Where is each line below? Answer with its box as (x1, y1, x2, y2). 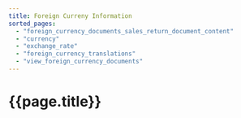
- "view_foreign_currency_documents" (15, 58, 144, 66)
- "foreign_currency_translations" (15, 50, 136, 58)
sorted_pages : (8, 20, 57, 28)
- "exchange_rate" (15, 42, 79, 50)
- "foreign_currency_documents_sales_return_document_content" (15, 27, 234, 35)
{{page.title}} (8, 93, 101, 111)
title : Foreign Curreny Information (8, 11, 132, 20)
